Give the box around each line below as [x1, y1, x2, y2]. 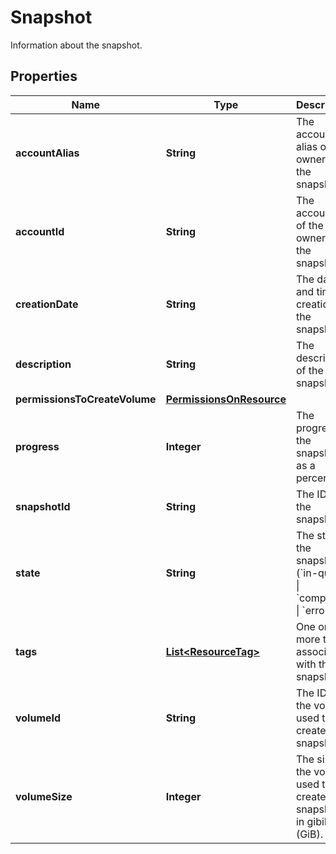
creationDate [15, 297, 79, 311]
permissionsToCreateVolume [15, 392, 157, 406]
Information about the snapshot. [10, 39, 143, 51]
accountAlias [15, 146, 80, 160]
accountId [15, 224, 65, 238]
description [15, 357, 72, 371]
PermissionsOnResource [165, 392, 287, 406]
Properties [10, 68, 78, 85]
